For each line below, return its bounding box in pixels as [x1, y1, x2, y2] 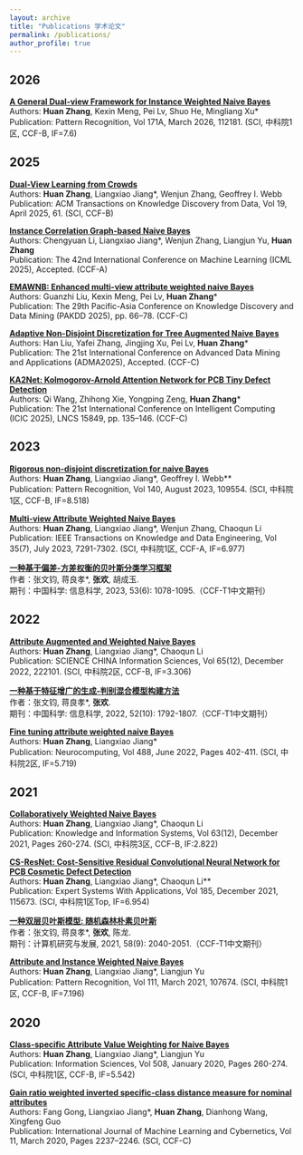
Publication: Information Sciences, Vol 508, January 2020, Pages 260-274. [9, 1058, 289, 1070]
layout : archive [9, 13, 71, 23]
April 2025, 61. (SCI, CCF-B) [9, 208, 114, 218]
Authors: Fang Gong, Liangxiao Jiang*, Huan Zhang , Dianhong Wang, [9, 1107, 269, 1118]
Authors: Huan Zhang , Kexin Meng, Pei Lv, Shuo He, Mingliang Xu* [9, 106, 260, 117]
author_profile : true [9, 38, 91, 48]
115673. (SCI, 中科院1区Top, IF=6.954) [9, 897, 150, 907]
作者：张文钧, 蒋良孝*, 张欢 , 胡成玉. [9, 573, 140, 585]
